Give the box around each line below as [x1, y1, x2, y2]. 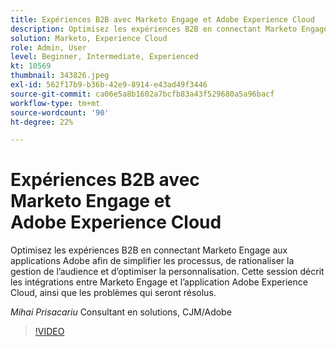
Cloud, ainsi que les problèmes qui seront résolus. [10, 287, 217, 299]
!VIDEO [34, 326, 65, 338]
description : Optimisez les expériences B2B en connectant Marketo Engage [10, 24, 329, 34]
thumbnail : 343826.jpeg [10, 71, 110, 81]
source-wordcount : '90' [10, 107, 110, 118]
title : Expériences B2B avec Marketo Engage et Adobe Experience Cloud [10, 14, 315, 25]
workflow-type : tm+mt [10, 98, 101, 108]
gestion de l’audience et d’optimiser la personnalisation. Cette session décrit [10, 266, 325, 278]
